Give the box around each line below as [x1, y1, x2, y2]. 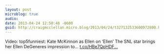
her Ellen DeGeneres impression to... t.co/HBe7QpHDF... [5, 44, 118, 50]
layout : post [5, 7, 32, 12]
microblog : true [5, 12, 38, 17]
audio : [5, 16, 19, 21]
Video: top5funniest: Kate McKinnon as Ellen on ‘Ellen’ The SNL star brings [5, 38, 155, 44]
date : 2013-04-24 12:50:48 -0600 [5, 20, 73, 26]
